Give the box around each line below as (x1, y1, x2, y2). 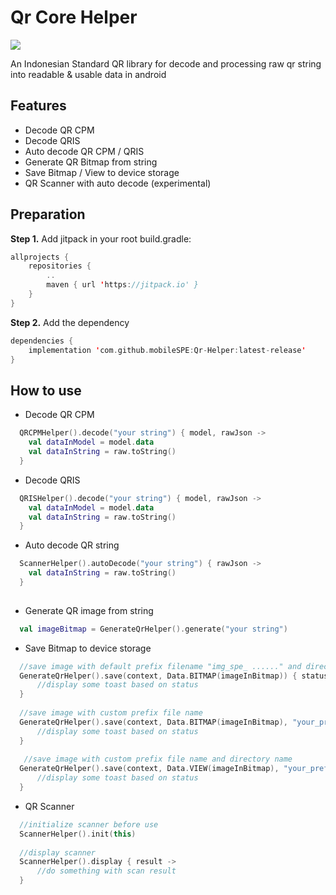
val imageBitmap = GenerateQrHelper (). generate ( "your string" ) (19, 624, 288, 634)
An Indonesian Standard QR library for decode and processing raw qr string (10, 57, 322, 70)
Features (10, 97, 67, 115)
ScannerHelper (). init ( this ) (19, 829, 137, 839)
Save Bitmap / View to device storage (24, 166, 180, 178)
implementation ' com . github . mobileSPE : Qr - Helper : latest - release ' (28, 345, 307, 355)
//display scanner (19, 847, 97, 858)
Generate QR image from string (24, 604, 154, 616)
